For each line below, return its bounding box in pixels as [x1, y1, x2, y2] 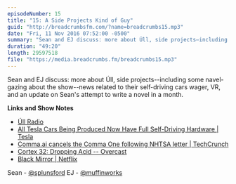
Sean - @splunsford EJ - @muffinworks [7, 168, 123, 176]
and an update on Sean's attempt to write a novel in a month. [7, 90, 184, 98]
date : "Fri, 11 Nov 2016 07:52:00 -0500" [7, 29, 131, 37]
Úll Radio [17, 117, 44, 126]
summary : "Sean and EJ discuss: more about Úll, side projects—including [7, 37, 228, 44]
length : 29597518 [7, 50, 58, 57]
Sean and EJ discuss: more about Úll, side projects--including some [7, 75, 204, 84]
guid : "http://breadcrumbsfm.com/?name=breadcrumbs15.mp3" [7, 23, 184, 30]
